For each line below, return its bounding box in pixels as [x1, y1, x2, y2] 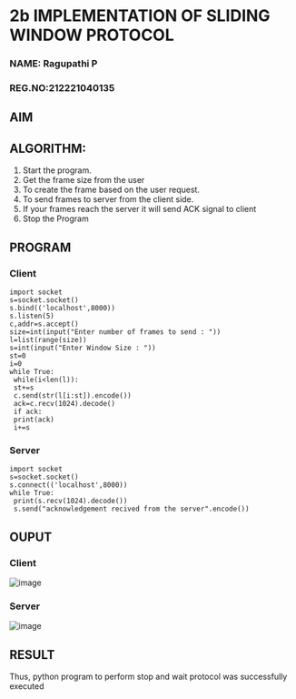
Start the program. [22, 165, 93, 176]
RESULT [9, 647, 55, 663]
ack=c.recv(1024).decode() [13, 399, 116, 408]
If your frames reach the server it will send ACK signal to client [22, 204, 257, 215]
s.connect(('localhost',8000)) [9, 481, 128, 490]
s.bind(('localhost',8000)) [9, 303, 116, 312]
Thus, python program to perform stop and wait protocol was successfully [9, 671, 288, 683]
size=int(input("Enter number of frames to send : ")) [9, 327, 222, 337]
